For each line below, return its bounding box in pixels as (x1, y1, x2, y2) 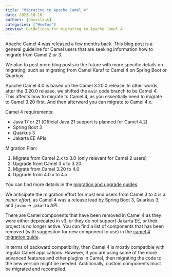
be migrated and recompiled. (5, 266, 67, 272)
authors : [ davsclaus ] (5, 17, 52, 22)
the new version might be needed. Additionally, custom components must (5, 261, 161, 267)
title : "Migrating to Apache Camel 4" (5, 7, 88, 13)
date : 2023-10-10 (5, 12, 43, 17)
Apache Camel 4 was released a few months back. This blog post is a (5, 41, 153, 47)
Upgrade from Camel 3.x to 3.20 (12, 160, 82, 167)
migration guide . (5, 234, 40, 241)
